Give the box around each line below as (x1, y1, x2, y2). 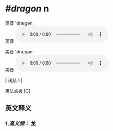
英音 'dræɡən (5, 20, 33, 26)
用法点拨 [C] (5, 88, 31, 94)
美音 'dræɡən (5, 48, 33, 55)
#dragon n (5, 3, 49, 14)
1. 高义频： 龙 (5, 120, 36, 127)
